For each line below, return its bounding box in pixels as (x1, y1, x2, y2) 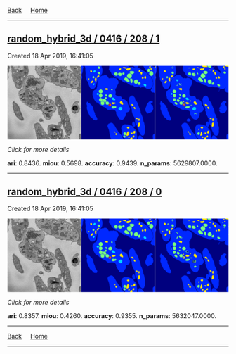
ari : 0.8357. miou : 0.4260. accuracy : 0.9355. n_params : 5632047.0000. (7, 312, 217, 320)
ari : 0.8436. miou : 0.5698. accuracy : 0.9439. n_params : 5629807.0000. (7, 158, 218, 167)
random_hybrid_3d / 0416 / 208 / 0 (7, 186, 162, 198)
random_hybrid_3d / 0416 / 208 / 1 (7, 33, 160, 45)
